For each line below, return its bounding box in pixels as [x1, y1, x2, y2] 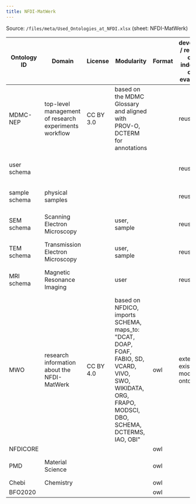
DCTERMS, [114, 428, 145, 436]
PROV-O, [114, 121, 141, 130]
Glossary [114, 100, 139, 108]
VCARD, [114, 362, 137, 370]
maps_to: [114, 325, 140, 333]
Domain [51, 57, 74, 65]
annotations [114, 144, 148, 152]
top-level [44, 100, 70, 108]
